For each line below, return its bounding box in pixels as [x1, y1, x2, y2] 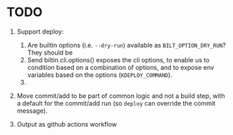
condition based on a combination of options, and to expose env [27, 63, 215, 71]
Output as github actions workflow [16, 120, 118, 128]
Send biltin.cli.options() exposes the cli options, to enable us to [27, 55, 210, 64]
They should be [27, 48, 73, 57]
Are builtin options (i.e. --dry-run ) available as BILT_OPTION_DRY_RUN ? [27, 41, 226, 49]
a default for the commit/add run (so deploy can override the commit [16, 99, 216, 107]
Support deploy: [16, 27, 64, 36]
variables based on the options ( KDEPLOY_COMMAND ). [27, 71, 173, 79]
